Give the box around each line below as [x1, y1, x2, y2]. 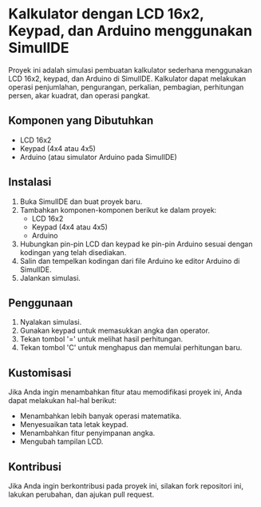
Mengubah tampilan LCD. [19, 437, 104, 446]
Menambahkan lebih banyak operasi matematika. [19, 411, 182, 421]
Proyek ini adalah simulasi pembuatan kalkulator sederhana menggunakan [8, 65, 253, 74]
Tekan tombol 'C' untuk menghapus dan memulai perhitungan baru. [19, 343, 243, 353]
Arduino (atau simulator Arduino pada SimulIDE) [19, 152, 177, 162]
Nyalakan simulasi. [19, 317, 82, 327]
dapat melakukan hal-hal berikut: [8, 396, 117, 405]
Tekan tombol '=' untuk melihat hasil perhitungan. [19, 334, 184, 344]
